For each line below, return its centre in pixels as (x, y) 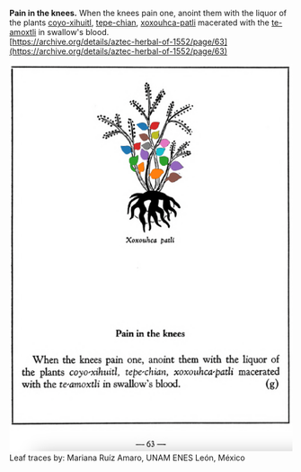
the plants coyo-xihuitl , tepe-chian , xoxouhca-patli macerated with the (139, 23)
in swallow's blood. (74, 32)
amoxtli (23, 32)
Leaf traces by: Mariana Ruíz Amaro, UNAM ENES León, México (127, 458)
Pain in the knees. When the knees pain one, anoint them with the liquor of (148, 13)
